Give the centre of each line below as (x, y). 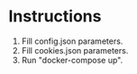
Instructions (55, 16)
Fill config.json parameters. (72, 41)
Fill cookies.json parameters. (75, 50)
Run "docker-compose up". (72, 60)
